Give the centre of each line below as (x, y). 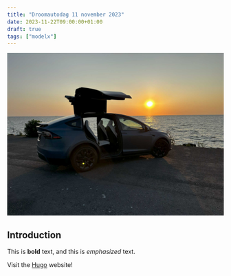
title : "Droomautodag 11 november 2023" (66, 14)
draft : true (24, 29)
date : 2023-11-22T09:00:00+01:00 (55, 22)
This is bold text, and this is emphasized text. (71, 252)
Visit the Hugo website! (40, 265)
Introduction (34, 235)
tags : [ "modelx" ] (32, 36)
